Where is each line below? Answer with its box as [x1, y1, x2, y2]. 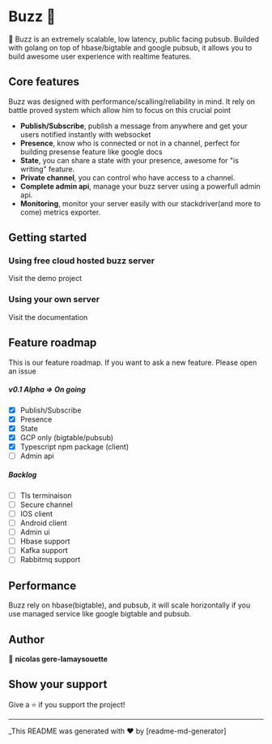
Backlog [8, 470, 37, 480]
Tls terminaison [19, 491, 72, 500]
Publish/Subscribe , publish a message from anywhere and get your [19, 121, 248, 131]
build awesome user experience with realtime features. [8, 51, 192, 61]
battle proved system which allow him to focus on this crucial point [8, 105, 232, 115]
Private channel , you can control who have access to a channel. [19, 172, 236, 182]
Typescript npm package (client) [19, 442, 130, 452]
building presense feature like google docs [19, 146, 164, 157]
